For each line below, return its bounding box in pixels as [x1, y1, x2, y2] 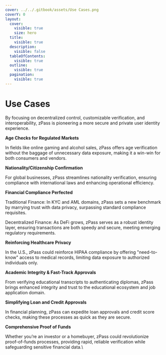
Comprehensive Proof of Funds [5, 324, 71, 330]
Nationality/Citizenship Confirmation [5, 165, 83, 171]
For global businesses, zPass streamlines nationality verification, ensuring [5, 174, 157, 180]
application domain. [5, 289, 46, 295]
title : [9, 35, 23, 40]
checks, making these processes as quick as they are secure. [5, 314, 132, 320]
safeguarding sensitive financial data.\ [5, 344, 83, 350]
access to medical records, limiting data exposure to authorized [19, 254, 150, 260]
